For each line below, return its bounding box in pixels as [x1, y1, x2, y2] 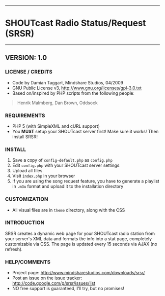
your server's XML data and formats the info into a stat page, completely [5, 235, 152, 242]
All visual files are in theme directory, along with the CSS [12, 207, 125, 213]
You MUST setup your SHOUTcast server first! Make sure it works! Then [12, 128, 159, 134]
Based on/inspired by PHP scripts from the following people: [12, 90, 135, 96]
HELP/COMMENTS [5, 259, 51, 265]
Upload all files [12, 168, 43, 174]
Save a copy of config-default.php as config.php [12, 157, 113, 163]
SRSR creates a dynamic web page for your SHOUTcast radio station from [5, 230, 155, 236]
